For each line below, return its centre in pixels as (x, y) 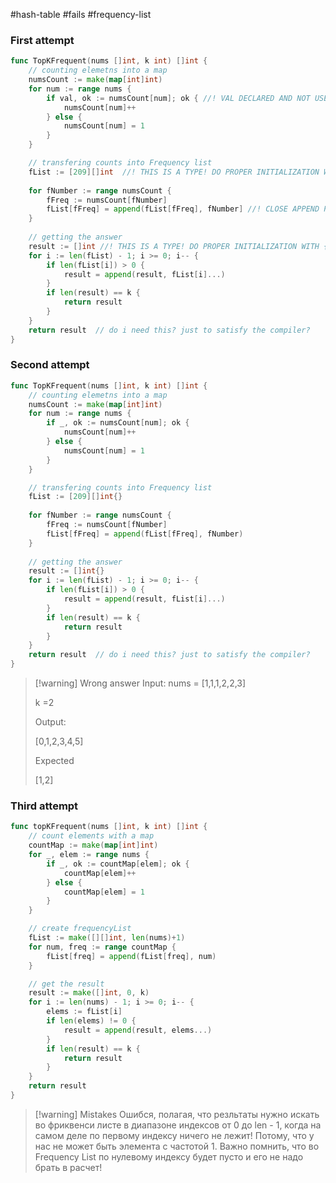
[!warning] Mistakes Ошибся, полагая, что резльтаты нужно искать (177, 1114)
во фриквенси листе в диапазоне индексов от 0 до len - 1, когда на (178, 1125)
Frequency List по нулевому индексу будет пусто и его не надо (169, 1156)
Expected (54, 761)
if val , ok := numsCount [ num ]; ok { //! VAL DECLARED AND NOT (178, 98)
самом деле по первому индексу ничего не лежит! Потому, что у (174, 1135)
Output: (50, 722)
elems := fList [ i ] (84, 1012)
